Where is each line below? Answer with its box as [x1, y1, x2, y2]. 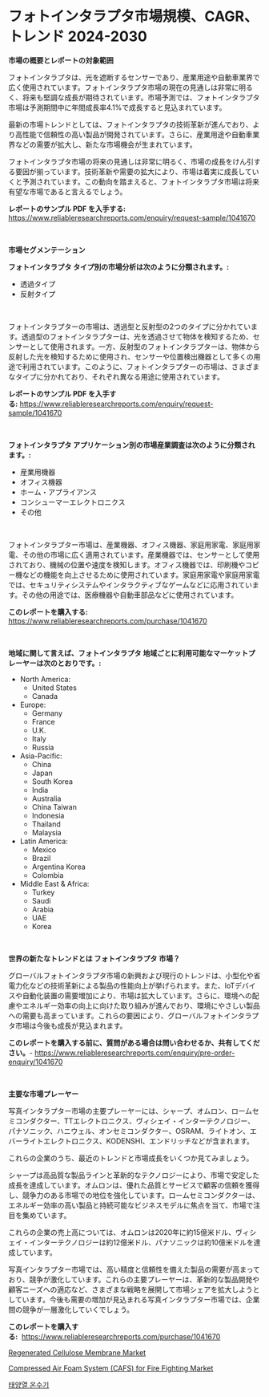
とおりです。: [57, 658, 102, 668]
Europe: [19, 700, 46, 709]
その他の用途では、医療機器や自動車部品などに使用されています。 [21, 590, 239, 599]
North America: [19, 674, 70, 684]
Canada [31, 691, 58, 701]
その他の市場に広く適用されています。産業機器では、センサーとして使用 [22, 550, 260, 559]
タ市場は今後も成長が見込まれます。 [8, 1021, 127, 1030]
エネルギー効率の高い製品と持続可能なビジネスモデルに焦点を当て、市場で [8, 1200, 254, 1210]
